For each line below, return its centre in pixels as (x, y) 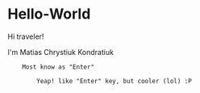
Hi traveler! (26, 36)
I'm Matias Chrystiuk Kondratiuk (61, 52)
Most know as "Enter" (58, 67)
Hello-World (49, 14)
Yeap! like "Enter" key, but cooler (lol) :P (115, 81)
